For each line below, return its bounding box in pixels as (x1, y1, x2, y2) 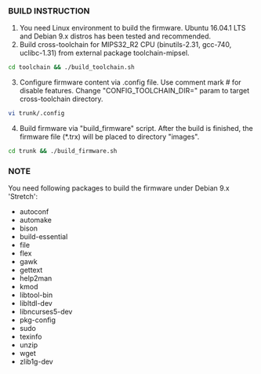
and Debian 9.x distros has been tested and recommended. (19, 31, 212, 41)
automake (19, 216, 53, 225)
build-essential (19, 232, 68, 241)
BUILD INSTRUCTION (8, 5, 90, 16)
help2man (19, 274, 53, 283)
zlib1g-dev (19, 357, 53, 366)
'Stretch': (8, 192, 38, 202)
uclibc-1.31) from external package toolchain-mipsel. (19, 49, 190, 58)
